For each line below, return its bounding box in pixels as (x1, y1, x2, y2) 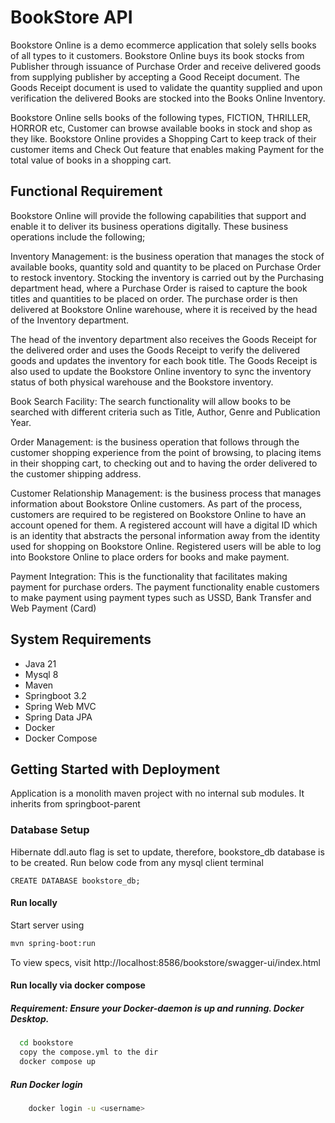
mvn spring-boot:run (10, 938, 97, 948)
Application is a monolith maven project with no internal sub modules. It (10, 787, 305, 800)
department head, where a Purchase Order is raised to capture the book (10, 282, 308, 294)
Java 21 (24, 657, 57, 670)
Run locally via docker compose (10, 979, 146, 991)
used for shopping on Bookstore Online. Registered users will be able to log (10, 540, 322, 552)
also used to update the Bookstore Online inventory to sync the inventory (10, 365, 312, 377)
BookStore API (10, 6, 133, 29)
